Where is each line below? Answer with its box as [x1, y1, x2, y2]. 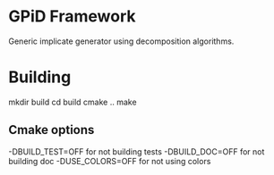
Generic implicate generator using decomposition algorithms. [8, 36, 235, 46]
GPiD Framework [8, 6, 136, 27]
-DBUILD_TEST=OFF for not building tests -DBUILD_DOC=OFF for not [8, 146, 265, 157]
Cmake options [8, 122, 95, 137]
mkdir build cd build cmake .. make [8, 96, 137, 107]
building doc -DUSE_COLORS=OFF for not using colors [8, 155, 211, 166]
